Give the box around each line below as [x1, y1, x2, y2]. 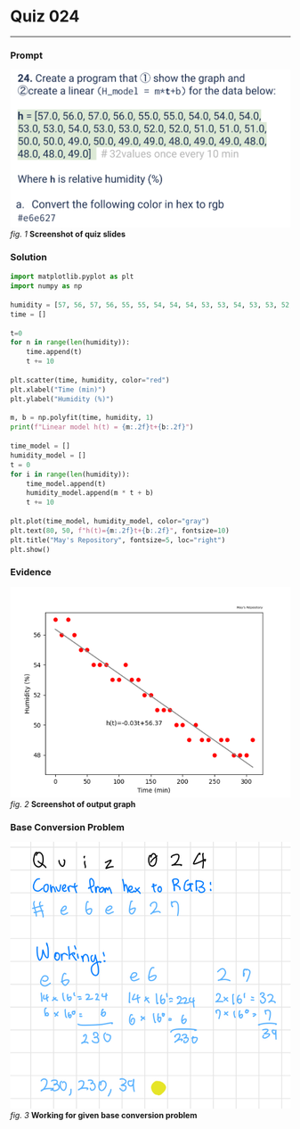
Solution [10, 251, 48, 263]
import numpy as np [10, 282, 83, 291]
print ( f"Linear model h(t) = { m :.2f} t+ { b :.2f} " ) [10, 423, 194, 432]
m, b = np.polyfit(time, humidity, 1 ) [10, 413, 154, 423]
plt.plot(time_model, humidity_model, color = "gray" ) [10, 517, 210, 526]
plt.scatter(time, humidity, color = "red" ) [10, 375, 170, 384]
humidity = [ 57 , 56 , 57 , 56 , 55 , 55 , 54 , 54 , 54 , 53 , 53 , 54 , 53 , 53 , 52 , [10, 301, 294, 309]
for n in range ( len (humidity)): [10, 338, 130, 347]
